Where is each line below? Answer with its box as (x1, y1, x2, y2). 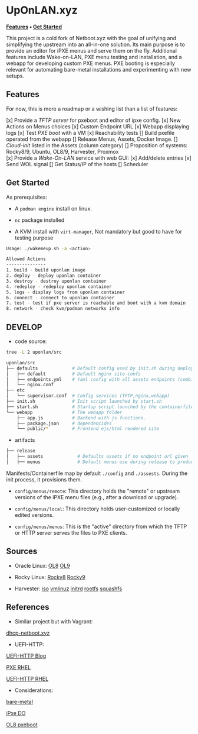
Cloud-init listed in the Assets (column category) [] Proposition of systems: (6, 141, 187, 148)
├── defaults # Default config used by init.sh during (6, 365, 176, 371)
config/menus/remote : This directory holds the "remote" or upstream (14, 487, 180, 494)
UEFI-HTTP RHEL (6, 675, 49, 682)
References (6, 602, 49, 612)
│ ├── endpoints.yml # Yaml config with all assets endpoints (6, 376, 176, 382)
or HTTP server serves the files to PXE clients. (14, 529, 127, 536)
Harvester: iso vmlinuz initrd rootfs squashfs (14, 585, 123, 592)
